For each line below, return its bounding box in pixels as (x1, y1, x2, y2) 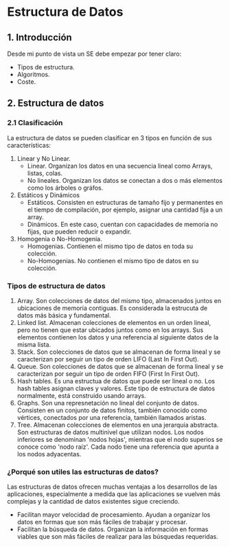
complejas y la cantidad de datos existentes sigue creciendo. (7, 498, 180, 506)
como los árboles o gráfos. (27, 183, 104, 192)
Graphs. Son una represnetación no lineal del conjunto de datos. (16, 399, 199, 407)
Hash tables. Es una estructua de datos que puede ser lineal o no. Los (16, 377, 215, 385)
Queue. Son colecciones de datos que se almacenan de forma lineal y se (16, 362, 224, 370)
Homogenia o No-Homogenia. (16, 234, 102, 243)
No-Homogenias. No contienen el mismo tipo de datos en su (27, 256, 199, 265)
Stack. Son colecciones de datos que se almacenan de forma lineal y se (16, 348, 221, 356)
